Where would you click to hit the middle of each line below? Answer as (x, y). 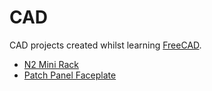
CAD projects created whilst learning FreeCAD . (105, 45)
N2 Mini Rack (51, 64)
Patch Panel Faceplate (70, 75)
